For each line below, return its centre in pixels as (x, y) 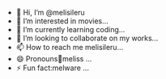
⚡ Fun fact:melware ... (52, 68)
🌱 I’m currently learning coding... (70, 29)
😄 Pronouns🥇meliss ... (54, 59)
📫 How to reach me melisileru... (70, 47)
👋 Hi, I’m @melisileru (50, 12)
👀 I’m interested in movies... (62, 21)
